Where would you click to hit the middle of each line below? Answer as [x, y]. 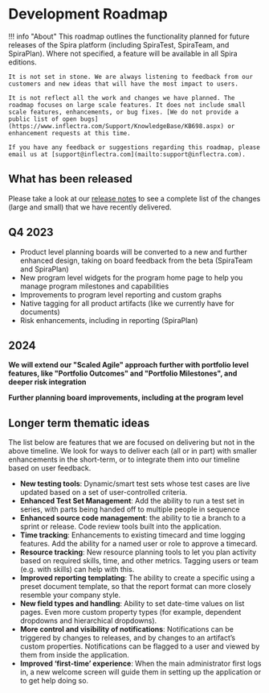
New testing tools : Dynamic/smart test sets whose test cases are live [135, 483]
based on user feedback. [50, 468]
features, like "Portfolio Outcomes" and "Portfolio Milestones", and [123, 373]
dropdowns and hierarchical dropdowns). [88, 620]
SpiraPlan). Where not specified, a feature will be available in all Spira [123, 53]
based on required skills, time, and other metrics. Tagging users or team [139, 561]
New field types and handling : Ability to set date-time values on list [132, 604]
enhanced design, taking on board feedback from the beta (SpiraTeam [136, 260]
